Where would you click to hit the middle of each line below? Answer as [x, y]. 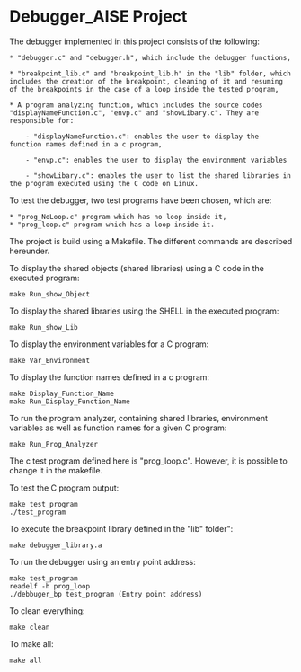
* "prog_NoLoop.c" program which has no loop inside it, [118, 217]
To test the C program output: [64, 488]
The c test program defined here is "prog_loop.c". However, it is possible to [148, 461]
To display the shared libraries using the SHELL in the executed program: [144, 311]
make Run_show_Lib [44, 327]
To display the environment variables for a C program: [109, 344]
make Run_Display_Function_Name [70, 402]
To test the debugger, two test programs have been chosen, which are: [141, 200]
